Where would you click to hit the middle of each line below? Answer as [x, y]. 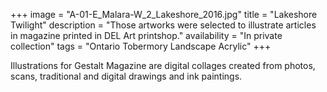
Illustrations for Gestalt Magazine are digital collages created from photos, [163, 65]
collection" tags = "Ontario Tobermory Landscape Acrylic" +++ [141, 46]
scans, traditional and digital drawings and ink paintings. [126, 76]
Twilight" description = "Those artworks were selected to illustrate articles [163, 25]
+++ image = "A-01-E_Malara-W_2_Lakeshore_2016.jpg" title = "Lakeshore [164, 14]
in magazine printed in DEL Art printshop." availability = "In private [146, 35]
